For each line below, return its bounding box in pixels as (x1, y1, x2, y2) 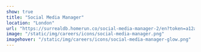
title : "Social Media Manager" (6, 14, 84, 20)
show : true (6, 8, 33, 15)
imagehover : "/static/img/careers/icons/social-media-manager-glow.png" (6, 36, 191, 42)
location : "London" (6, 20, 55, 26)
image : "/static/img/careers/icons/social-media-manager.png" (6, 31, 165, 37)
